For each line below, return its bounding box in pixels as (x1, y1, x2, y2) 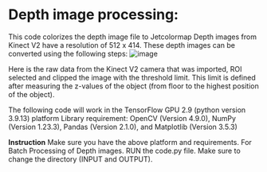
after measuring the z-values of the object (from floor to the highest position (8, 81, 259, 91)
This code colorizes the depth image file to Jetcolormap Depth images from (8, 32, 257, 41)
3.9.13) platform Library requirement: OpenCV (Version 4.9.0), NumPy (8, 113, 237, 123)
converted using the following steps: (8, 49, 128, 58)
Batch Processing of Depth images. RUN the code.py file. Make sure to (8, 146, 241, 155)
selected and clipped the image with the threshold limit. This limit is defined (8, 72, 257, 82)
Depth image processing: (8, 6, 179, 24)
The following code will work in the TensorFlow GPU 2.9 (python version (8, 105, 246, 115)
